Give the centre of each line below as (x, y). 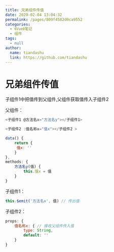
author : (13, 48)
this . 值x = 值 (37, 171)
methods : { (17, 162)
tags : (11, 39)
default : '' (36, 235)
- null (17, 43)
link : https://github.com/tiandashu (48, 57)
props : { (14, 221)
